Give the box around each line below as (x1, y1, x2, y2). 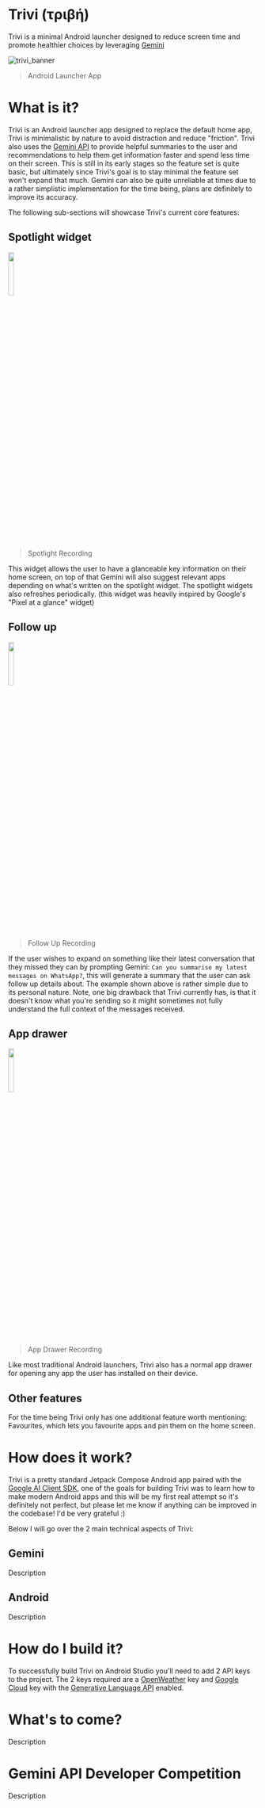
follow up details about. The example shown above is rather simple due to (8, 979, 249, 988)
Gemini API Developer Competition (8, 1764, 241, 1783)
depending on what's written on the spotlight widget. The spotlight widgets (8, 580, 253, 590)
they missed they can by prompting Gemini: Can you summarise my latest (8, 961, 248, 972)
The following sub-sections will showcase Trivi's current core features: (8, 208, 240, 217)
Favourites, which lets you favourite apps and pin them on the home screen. (8, 1421, 256, 1431)
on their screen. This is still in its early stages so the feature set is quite (8, 159, 240, 168)
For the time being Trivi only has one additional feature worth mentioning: (8, 1412, 248, 1422)
